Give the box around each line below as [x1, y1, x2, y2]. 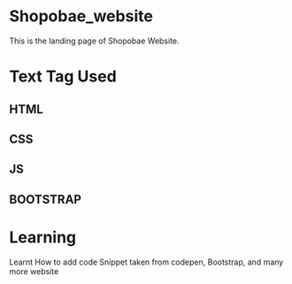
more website [9, 265, 59, 276]
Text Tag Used [9, 66, 117, 87]
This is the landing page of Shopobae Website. [9, 35, 180, 46]
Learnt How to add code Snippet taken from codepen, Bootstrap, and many [9, 257, 284, 267]
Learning [9, 227, 77, 247]
